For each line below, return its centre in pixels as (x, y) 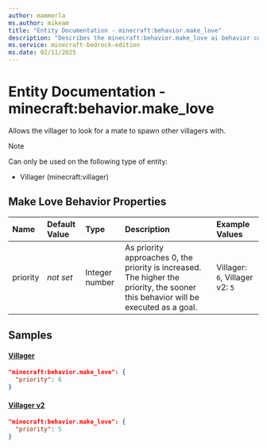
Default (61, 224)
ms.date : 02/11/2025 (43, 52)
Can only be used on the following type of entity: (88, 161)
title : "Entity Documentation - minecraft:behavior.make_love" (115, 30)
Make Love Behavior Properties (87, 202)
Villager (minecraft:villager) (64, 176)
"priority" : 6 (39, 380)
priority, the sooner (161, 287)
